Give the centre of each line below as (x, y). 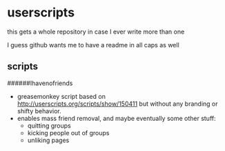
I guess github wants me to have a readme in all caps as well (93, 45)
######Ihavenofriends (40, 83)
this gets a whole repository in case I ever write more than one (96, 32)
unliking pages (48, 140)
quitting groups (49, 126)
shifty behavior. (39, 111)
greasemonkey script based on (61, 96)
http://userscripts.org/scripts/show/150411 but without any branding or (118, 104)
